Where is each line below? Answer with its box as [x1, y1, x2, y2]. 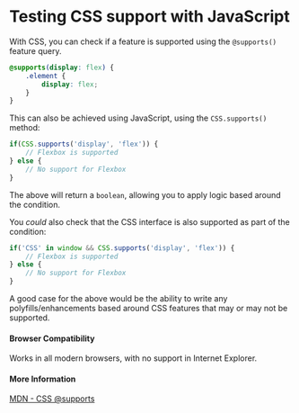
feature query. [9, 45, 62, 56]
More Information [9, 373, 76, 384]
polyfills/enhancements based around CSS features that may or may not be [9, 303, 288, 314]
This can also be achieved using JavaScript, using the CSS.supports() [9, 112, 268, 123]
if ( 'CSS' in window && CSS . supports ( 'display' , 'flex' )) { [9, 243, 235, 253]
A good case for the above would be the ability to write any [9, 293, 228, 304]
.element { [25, 71, 66, 80]
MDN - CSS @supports [9, 393, 95, 404]
